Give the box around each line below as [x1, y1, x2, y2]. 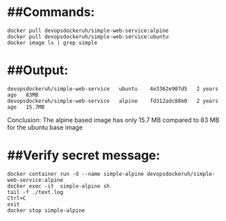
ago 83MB [7, 91, 39, 98]
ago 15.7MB [7, 104, 45, 110]
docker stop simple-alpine [7, 206, 85, 214]
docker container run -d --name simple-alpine [7, 170, 144, 177]
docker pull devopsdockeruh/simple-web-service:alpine [7, 27, 169, 34]
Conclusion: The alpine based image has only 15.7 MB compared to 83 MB [7, 115, 220, 124]
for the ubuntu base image [7, 123, 83, 131]
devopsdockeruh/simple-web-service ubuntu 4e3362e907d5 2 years [7, 85, 218, 92]
